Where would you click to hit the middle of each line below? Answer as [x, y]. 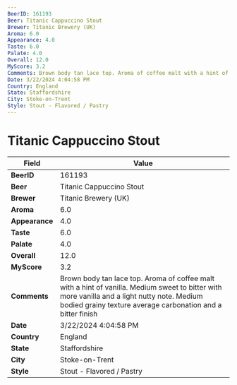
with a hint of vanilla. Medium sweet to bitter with [141, 287]
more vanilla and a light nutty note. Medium [131, 296]
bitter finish [79, 314]
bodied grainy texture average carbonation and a [141, 304]
